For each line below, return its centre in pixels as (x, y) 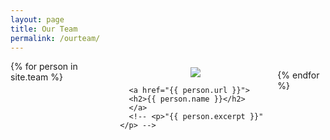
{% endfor (298, 75)
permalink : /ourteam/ (55, 38)
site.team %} (36, 77)
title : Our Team (44, 29)
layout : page (37, 19)
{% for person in (44, 67)
